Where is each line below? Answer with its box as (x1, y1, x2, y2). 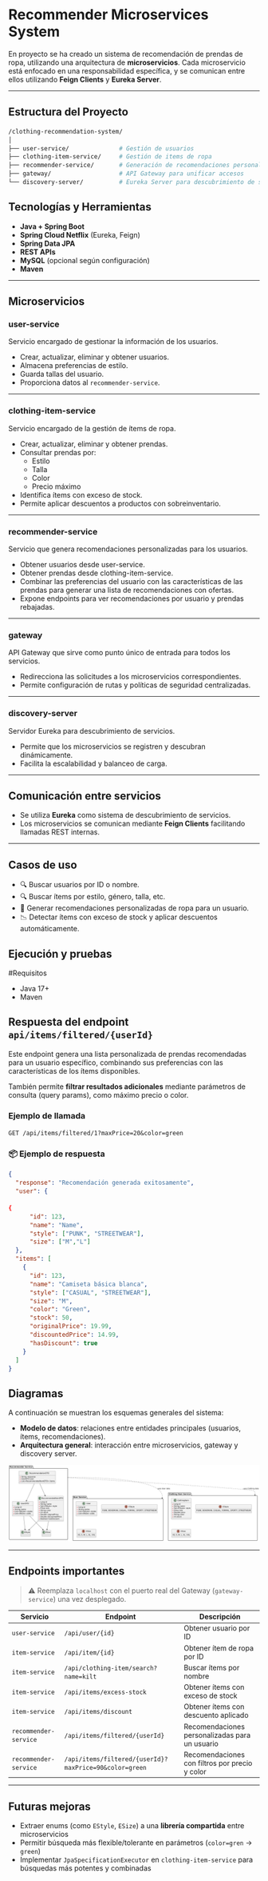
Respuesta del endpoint (8, 1015, 129, 1029)
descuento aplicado (183, 1711, 249, 1720)
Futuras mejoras (8, 1799, 92, 1813)
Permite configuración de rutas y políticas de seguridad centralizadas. (19, 680, 251, 690)
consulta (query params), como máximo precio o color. (8, 1090, 189, 1099)
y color (183, 1767, 207, 1776)
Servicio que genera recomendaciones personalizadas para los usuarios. (8, 544, 249, 554)
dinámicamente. (19, 750, 73, 759)
